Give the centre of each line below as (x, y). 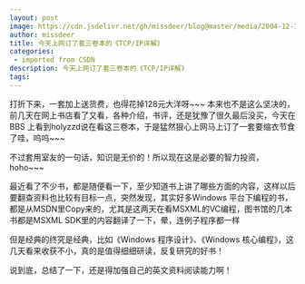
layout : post (34, 18)
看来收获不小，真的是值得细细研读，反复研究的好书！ (124, 250)
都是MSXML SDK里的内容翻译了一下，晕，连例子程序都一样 (128, 220)
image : (22, 26)
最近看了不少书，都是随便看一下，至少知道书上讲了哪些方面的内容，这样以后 (152, 186)
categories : (32, 52)
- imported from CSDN (54, 60)
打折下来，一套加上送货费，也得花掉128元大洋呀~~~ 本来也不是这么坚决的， (152, 103)
